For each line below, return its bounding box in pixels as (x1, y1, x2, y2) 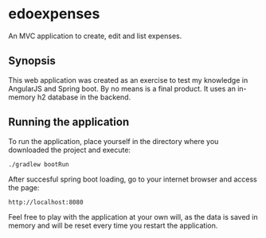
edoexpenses (8, 5, 100, 23)
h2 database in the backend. (37, 92, 131, 102)
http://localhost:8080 (8, 198, 84, 206)
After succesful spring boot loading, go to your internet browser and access (8, 174, 257, 184)
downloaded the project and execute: (8, 145, 131, 154)
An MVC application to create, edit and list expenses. (8, 31, 182, 41)
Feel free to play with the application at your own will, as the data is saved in (8, 212, 258, 221)
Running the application (8, 115, 130, 129)
